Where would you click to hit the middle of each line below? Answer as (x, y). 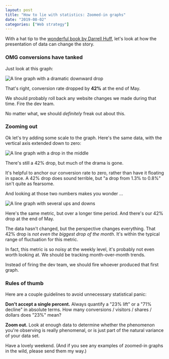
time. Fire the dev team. (30, 104)
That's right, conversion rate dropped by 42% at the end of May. (73, 88)
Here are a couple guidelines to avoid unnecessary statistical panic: (76, 294)
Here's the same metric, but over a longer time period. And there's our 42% (84, 213)
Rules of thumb (25, 283)
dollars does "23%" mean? (33, 315)
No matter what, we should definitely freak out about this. (65, 113)
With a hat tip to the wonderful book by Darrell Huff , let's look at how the (81, 39)
